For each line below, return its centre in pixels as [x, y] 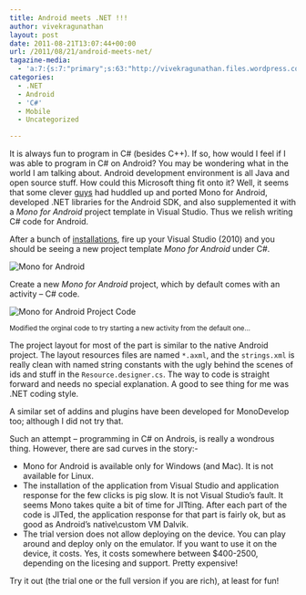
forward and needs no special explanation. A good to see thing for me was [149, 384]
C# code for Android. [49, 222]
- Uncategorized [48, 120]
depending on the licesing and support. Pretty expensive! [130, 563]
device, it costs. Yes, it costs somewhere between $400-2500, [140, 554]
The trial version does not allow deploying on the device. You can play [154, 534]
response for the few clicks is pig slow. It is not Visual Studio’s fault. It [153, 496]
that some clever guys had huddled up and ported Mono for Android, [139, 193]
